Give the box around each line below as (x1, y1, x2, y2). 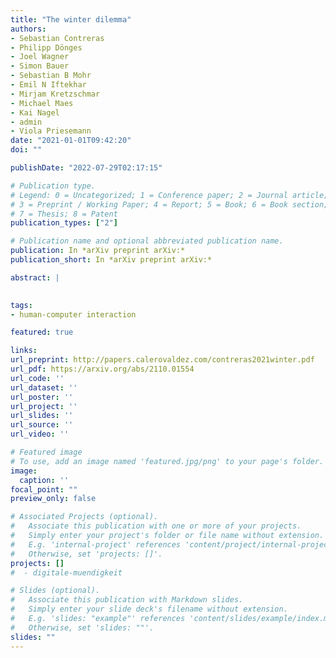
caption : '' (19, 475, 70, 485)
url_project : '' (10, 401, 78, 411)
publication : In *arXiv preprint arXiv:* (10, 246, 186, 256)
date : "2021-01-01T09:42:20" (10, 136, 132, 146)
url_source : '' (10, 420, 74, 430)
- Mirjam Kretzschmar (10, 89, 101, 99)
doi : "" (10, 145, 43, 155)
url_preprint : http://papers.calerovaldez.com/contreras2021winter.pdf (10, 355, 315, 365)
